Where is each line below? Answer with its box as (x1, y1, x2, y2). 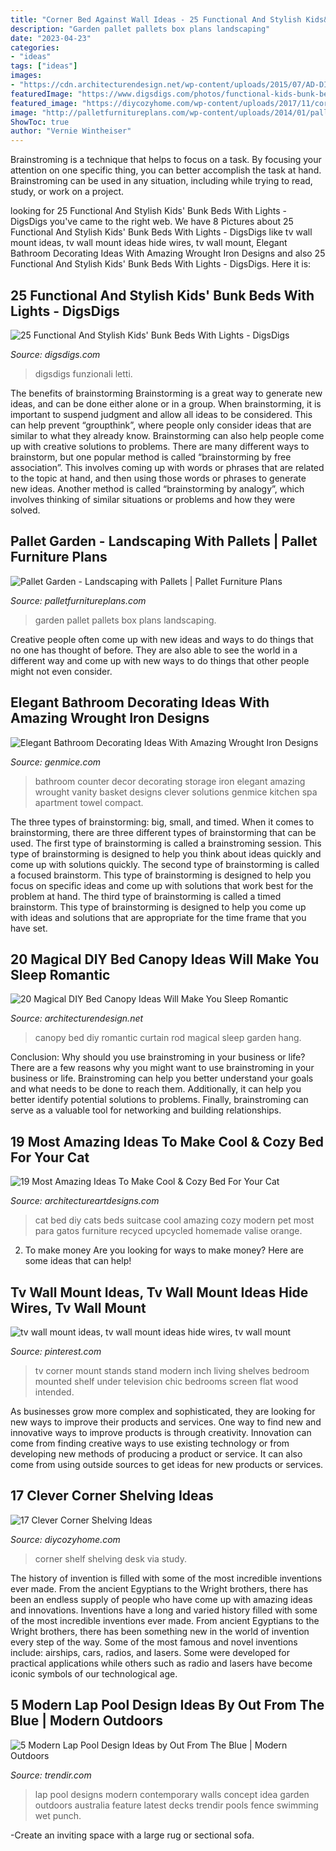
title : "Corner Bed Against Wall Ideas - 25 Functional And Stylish (10, 14, 302, 25)
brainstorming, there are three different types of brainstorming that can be (10, 826, 317, 838)
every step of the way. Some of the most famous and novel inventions (10, 1636, 298, 1648)
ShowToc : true (10, 117, 70, 127)
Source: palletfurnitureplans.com (10, 594, 147, 606)
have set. (10, 922, 48, 934)
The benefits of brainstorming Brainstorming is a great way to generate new (10, 387, 323, 399)
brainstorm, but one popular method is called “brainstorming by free (10, 451, 292, 463)
